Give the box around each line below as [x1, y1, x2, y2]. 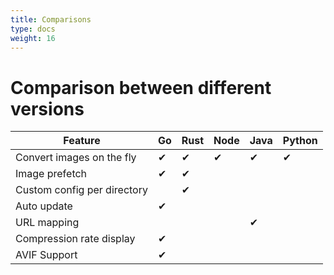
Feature [63, 134, 101, 148]
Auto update [15, 199, 73, 213]
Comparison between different [10, 76, 272, 99]
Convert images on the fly [15, 151, 137, 165]
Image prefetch [15, 167, 88, 181]
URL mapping [15, 216, 80, 230]
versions [10, 97, 85, 120]
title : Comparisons [10, 14, 92, 25]
